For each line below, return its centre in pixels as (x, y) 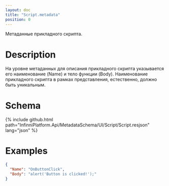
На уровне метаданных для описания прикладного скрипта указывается (85, 69)
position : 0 (18, 19)
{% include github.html (29, 120)
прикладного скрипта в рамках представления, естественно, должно (81, 79)
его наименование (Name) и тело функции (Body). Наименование (77, 74)
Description (31, 55)
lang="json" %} (22, 130)
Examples (26, 151)
